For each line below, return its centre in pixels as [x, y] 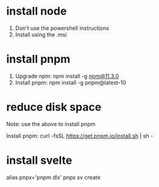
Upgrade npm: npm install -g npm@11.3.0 [67, 76]
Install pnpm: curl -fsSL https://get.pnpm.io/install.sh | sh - [80, 136]
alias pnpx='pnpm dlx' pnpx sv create [53, 177]
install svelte [39, 160]
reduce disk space [54, 107]
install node [37, 11]
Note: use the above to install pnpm [51, 124]
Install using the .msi [41, 34]
